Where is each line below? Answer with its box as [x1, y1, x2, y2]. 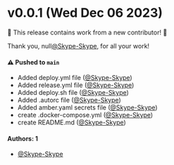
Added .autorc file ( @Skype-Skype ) [17, 96, 121, 105]
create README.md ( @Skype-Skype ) [17, 118, 127, 127]
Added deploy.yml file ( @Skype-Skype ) [17, 74, 132, 82]
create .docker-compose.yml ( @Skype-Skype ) [17, 111, 154, 119]
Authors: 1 [7, 134, 39, 143]
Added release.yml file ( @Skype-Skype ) [17, 81, 135, 89]
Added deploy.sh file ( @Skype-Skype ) [17, 88, 129, 97]
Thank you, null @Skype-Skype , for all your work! [7, 41, 150, 50]
